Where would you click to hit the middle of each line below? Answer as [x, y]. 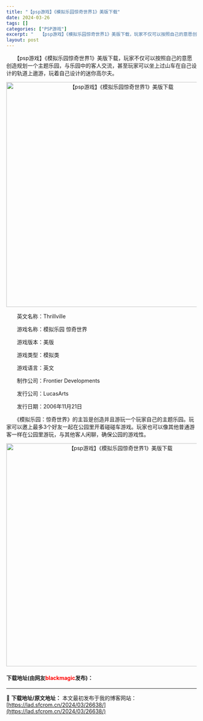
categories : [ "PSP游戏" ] [37, 29]
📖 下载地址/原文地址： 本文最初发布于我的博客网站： [72, 698]
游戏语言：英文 [35, 368]
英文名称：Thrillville [41, 316]
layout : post [23, 40]
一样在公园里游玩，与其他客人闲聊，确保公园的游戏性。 [80, 434]
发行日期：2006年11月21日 [50, 406]
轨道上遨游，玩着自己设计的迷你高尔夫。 [67, 73]
